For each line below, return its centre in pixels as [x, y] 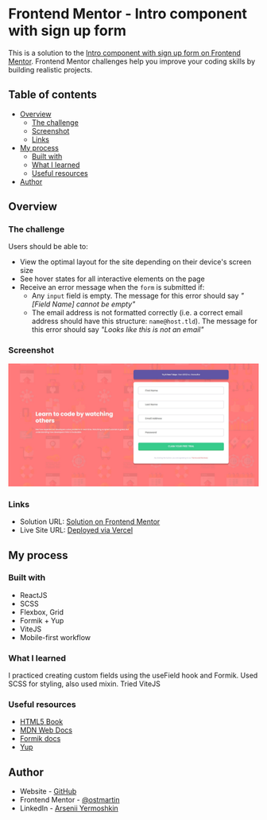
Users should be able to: [48, 247]
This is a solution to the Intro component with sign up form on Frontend [124, 53]
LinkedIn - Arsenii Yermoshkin [69, 808]
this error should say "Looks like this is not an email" [118, 330]
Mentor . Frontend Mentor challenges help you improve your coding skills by [132, 61]
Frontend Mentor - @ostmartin [70, 800]
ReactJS [33, 595]
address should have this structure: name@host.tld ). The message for [145, 321]
